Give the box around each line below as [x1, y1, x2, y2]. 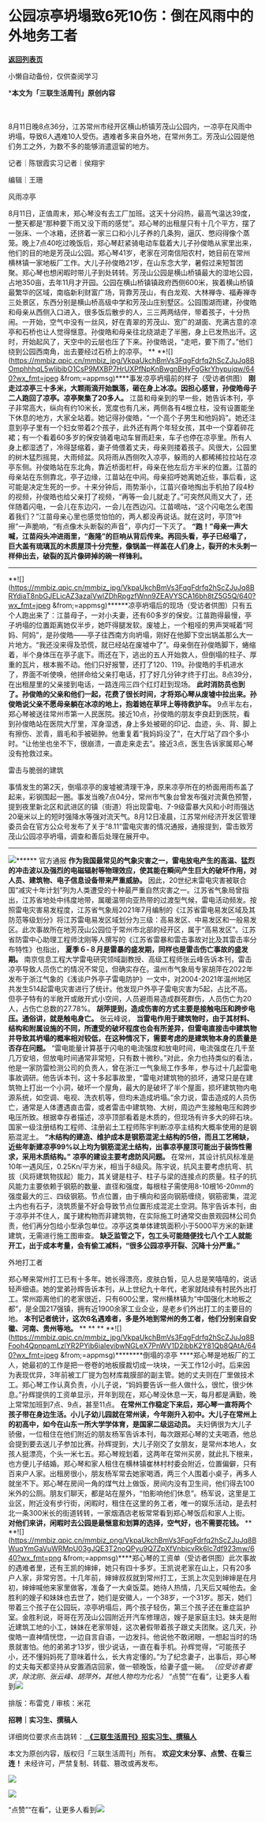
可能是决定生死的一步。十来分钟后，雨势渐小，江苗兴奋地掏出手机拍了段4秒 [8, 482, 255, 491]
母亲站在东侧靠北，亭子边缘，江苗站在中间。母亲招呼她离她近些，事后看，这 [8, 471, 257, 482]
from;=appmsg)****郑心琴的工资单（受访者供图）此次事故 [67, 1553, 256, 1562]
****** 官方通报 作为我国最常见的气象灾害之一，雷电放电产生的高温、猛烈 [16, 855, 255, 865]
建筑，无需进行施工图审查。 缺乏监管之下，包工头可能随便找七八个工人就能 [8, 1230, 252, 1240]
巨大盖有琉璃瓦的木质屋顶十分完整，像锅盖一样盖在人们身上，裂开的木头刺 [8, 541, 250, 550]
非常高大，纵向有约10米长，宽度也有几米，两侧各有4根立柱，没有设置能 [14, 403, 248, 412]
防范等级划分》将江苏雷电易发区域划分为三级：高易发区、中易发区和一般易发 [8, 915, 257, 924]
